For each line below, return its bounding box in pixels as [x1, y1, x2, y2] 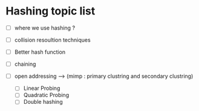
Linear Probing [23, 84, 60, 92]
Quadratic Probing [23, 92, 70, 99]
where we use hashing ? [14, 24, 76, 31]
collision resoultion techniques [14, 36, 91, 43]
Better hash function [14, 48, 66, 55]
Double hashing [23, 98, 63, 106]
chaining [14, 60, 36, 68]
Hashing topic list [5, 4, 96, 18]
